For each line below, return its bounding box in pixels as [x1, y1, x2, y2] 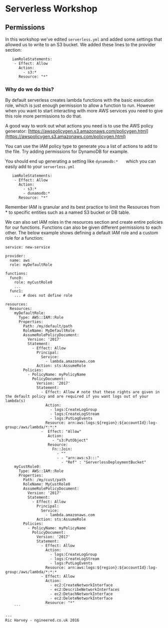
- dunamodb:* [23, 191, 50, 196]
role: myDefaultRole [9, 262, 52, 267]
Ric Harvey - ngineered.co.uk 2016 [5, 618, 79, 623]
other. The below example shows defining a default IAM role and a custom [5, 230, 158, 236]
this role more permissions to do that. [5, 113, 82, 119]
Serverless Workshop [5, 3, 97, 15]
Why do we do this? [5, 86, 54, 93]
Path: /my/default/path [23, 324, 72, 329]
